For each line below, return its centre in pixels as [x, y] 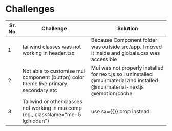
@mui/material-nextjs [118, 86]
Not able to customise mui [54, 71]
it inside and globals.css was [126, 53]
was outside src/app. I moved [127, 47]
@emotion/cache [112, 93]
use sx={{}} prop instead [121, 111]
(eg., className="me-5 [52, 114]
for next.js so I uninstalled [122, 74]
